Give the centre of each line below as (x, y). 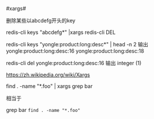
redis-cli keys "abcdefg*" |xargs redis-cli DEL (61, 32)
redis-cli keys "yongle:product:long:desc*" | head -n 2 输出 (77, 44)
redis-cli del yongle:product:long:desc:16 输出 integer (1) (74, 63)
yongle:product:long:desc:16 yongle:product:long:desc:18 (75, 51)
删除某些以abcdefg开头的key (41, 21)
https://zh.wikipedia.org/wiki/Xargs (48, 75)
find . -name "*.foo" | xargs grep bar (49, 86)
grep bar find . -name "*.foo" (43, 110)
